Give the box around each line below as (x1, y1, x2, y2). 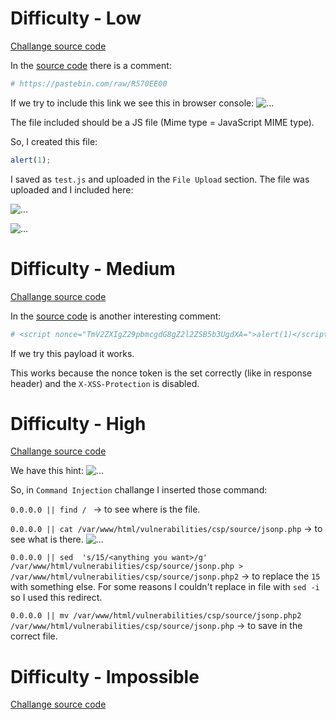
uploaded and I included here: (10, 183, 134, 196)
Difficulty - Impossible (10, 665, 200, 688)
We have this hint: (10, 465, 84, 477)
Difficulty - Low (10, 7, 142, 30)
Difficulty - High (10, 412, 147, 435)
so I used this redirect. (10, 592, 103, 604)
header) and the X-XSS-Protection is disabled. (10, 377, 200, 389)
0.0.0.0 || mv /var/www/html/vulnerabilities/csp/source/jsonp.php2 (10, 611, 302, 621)
